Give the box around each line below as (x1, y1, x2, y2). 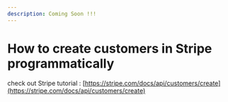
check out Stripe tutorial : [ (7, 79, 86, 87)
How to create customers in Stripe (7, 40, 212, 56)
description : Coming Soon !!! (7, 10, 97, 18)
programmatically (7, 56, 115, 71)
